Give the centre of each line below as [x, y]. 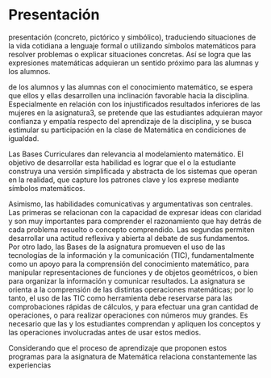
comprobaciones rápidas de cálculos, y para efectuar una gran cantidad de [133, 306]
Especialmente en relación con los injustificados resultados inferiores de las [134, 104]
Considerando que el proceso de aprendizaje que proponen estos [118, 347]
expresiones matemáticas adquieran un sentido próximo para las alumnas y [134, 63]
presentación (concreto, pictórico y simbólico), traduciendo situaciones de [132, 37]
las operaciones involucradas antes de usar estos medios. [105, 332]
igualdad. [24, 138]
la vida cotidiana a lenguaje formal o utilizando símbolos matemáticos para [132, 45]
